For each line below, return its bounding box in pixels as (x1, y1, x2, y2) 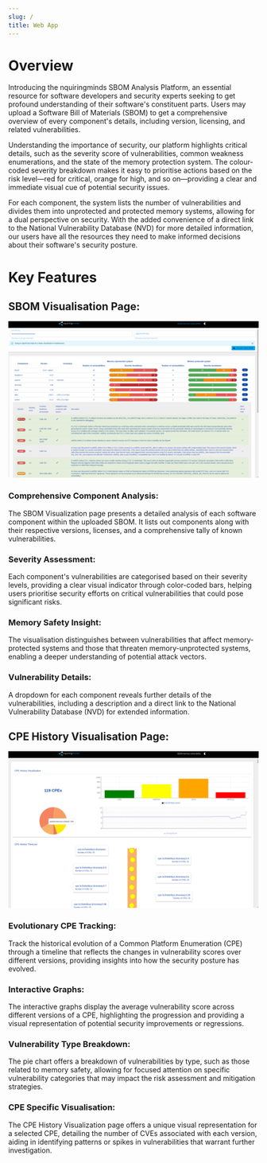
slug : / (8, 13, 34, 21)
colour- (229, 158, 253, 167)
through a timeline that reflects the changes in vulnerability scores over (8, 947, 242, 956)
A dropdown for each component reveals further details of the (8, 690, 212, 699)
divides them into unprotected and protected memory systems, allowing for (8, 207, 255, 216)
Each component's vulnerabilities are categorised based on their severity (8, 572, 248, 581)
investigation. (8, 1145, 52, 1155)
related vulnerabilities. (8, 125, 81, 134)
